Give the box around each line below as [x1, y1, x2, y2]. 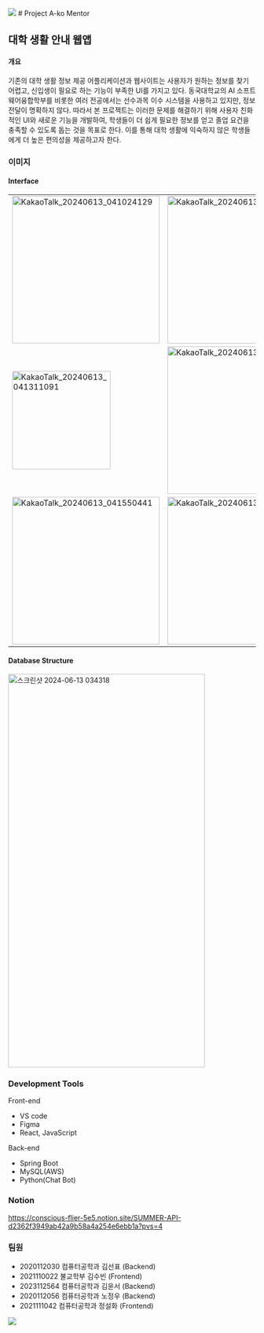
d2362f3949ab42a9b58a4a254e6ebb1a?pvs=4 [8, 1221, 163, 1231]
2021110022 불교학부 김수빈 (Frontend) [19, 1271, 143, 1281]
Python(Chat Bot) [19, 1176, 76, 1185]
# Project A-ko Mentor [17, 9, 90, 18]
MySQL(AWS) [19, 1167, 64, 1176]
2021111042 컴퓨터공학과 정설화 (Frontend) [19, 1301, 154, 1310]
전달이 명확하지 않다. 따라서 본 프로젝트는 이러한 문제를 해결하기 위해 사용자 [8, 105, 239, 115]
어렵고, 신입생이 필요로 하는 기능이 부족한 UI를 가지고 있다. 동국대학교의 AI [8, 86, 236, 95]
